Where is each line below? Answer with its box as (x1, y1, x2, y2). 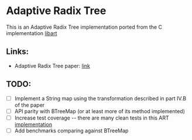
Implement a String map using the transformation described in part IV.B (14, 95, 186, 102)
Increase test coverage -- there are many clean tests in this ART (14, 114, 170, 121)
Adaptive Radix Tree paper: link (14, 62, 91, 69)
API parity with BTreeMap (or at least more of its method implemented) (14, 107, 186, 115)
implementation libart (6, 29, 57, 36)
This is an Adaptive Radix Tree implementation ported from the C (6, 23, 163, 30)
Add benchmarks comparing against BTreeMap (14, 127, 129, 134)
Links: (6, 47, 29, 57)
